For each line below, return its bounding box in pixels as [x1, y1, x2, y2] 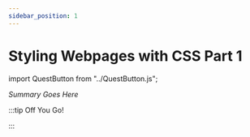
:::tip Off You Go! [8, 105, 64, 114]
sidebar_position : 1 [8, 11, 79, 20]
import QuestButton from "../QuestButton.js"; [8, 74, 158, 83]
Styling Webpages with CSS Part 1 [8, 46, 243, 65]
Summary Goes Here [8, 89, 79, 99]
